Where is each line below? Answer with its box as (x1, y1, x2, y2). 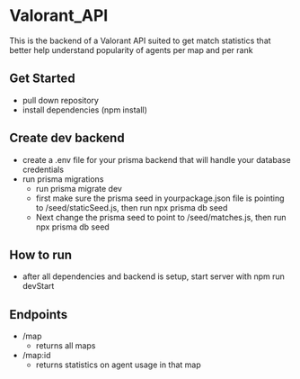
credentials (22, 164, 65, 175)
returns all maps (35, 340, 96, 351)
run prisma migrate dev (35, 183, 123, 194)
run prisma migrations (22, 173, 104, 185)
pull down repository (22, 95, 99, 105)
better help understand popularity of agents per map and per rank (9, 44, 253, 55)
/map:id (22, 350, 51, 361)
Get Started (9, 71, 75, 86)
